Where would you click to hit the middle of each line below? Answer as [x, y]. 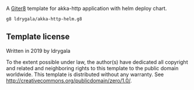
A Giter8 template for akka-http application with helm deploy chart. [86, 8]
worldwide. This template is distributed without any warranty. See [85, 74]
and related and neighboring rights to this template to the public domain [92, 68]
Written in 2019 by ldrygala [38, 51]
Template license [38, 37]
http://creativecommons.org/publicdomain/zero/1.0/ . [69, 80]
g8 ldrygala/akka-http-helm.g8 [44, 19]
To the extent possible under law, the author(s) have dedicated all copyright [97, 62]
